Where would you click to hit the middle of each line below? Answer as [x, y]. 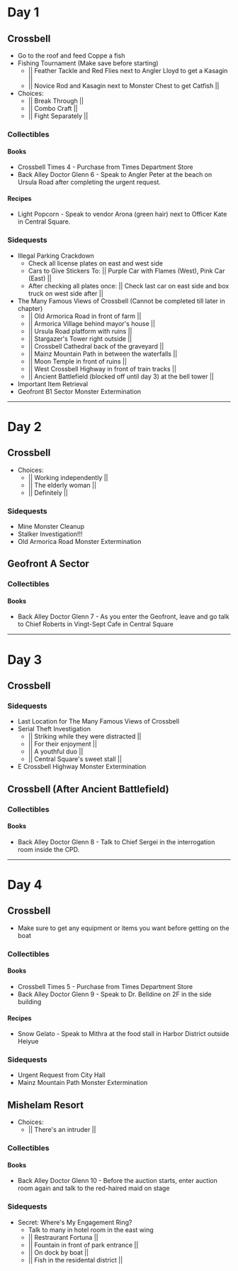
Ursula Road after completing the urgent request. [89, 182]
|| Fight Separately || [58, 116]
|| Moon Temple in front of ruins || [78, 361]
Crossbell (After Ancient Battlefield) [89, 789]
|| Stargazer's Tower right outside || [80, 339]
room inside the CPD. [49, 849]
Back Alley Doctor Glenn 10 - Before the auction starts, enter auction [117, 1181]
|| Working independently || [68, 477]
